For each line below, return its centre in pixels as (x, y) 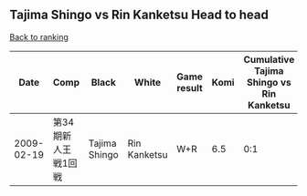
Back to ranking (39, 36)
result (190, 88)
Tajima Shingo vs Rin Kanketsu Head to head (139, 15)
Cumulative (269, 59)
